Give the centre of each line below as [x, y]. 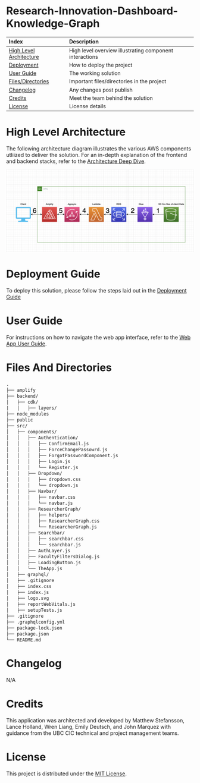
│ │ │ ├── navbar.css [41, 497]
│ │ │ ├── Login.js [38, 461]
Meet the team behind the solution [111, 98]
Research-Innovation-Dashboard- [92, 11]
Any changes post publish [101, 90]
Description [84, 42]
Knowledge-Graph [53, 23]
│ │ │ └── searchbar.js [44, 545]
